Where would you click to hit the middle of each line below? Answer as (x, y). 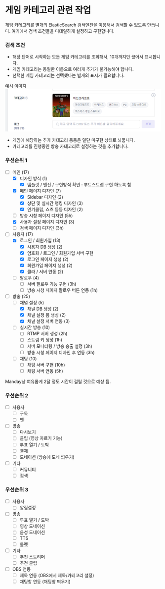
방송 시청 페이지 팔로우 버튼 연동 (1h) (62, 290)
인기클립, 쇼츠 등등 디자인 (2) (55, 210)
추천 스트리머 (32, 557)
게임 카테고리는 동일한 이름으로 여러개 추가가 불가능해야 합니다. (73, 69)
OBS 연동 (21, 569)
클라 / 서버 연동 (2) (45, 271)
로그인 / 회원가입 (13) (40, 240)
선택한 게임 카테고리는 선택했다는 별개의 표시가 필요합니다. (68, 75)
